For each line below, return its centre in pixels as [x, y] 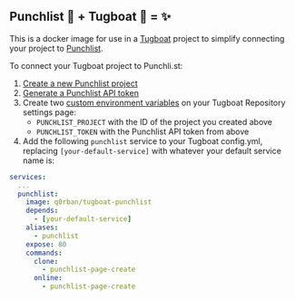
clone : [46, 261]
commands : [44, 253]
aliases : [42, 227]
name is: [39, 160]
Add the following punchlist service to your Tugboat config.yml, [143, 140]
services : [28, 177]
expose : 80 [46, 244]
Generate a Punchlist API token [80, 92]
